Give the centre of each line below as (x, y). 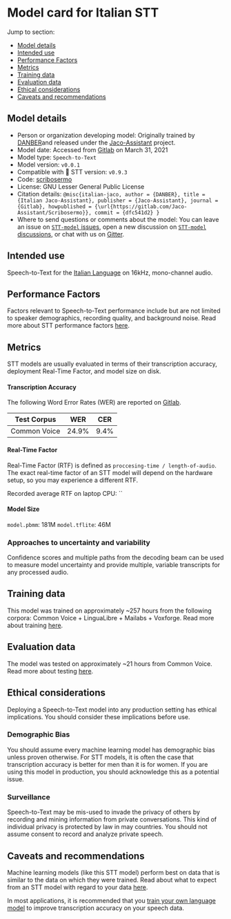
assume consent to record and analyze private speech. (85, 834)
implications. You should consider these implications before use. (99, 716)
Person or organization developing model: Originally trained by (106, 135)
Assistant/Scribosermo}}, (54, 212)
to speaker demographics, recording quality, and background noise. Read (112, 318)
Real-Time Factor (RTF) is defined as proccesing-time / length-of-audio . (112, 465)
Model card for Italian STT (83, 13)
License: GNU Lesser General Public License (81, 186)
